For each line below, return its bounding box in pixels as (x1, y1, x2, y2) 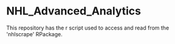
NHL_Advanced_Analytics (6, 4, 142, 18)
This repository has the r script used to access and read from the (6, 24, 170, 31)
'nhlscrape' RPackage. (6, 30, 63, 37)
